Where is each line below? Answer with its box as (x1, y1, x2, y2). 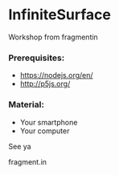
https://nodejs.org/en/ (19, 71, 94, 80)
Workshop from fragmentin (8, 32, 98, 42)
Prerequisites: (8, 52, 65, 63)
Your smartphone (19, 117, 78, 127)
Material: (8, 99, 44, 110)
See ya (8, 141, 31, 151)
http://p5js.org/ (19, 79, 71, 89)
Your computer (19, 126, 70, 136)
